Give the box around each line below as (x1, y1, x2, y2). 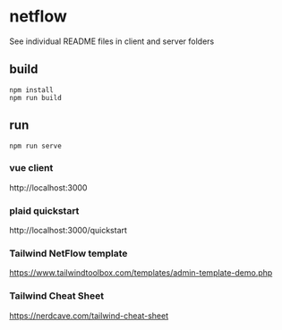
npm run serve (9, 141, 63, 150)
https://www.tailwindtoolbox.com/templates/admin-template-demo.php (9, 267, 273, 278)
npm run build (9, 93, 63, 102)
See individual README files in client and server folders (9, 36, 215, 47)
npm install (9, 85, 54, 95)
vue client (9, 162, 54, 174)
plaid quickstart (9, 204, 80, 216)
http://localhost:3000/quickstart (9, 225, 128, 236)
